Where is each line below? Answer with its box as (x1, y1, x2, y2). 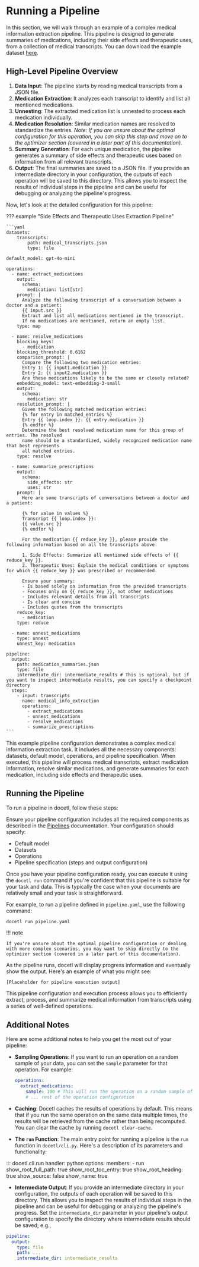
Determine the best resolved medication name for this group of (21, 427, 184, 433)
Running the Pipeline (6, 788, 85, 798)
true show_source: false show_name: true (6, 1172, 108, 1179)
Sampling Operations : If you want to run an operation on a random (14, 1053, 179, 1061)
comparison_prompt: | (17, 354, 70, 360)
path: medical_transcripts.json (27, 240, 108, 246)
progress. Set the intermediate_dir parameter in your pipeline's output (14, 1209, 188, 1216)
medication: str (27, 396, 68, 402)
